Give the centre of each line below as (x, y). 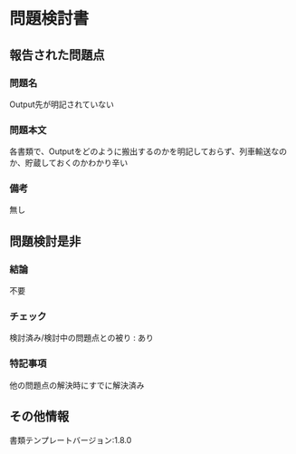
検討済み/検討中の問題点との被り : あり (81, 338)
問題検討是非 (45, 241)
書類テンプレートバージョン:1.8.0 (71, 440)
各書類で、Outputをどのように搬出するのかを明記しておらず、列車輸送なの (148, 151)
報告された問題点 (57, 55)
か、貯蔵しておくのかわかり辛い (69, 163)
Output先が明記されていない (62, 104)
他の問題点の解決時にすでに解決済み (77, 385)
